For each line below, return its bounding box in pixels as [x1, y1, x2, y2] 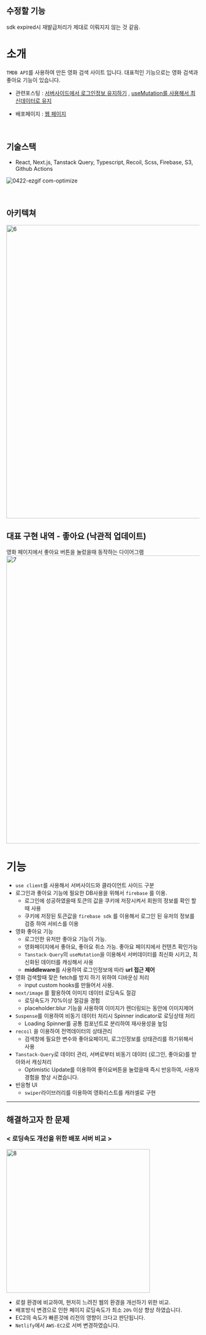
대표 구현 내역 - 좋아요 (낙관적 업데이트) [6, 531, 147, 541]
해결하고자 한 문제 [6, 1114, 70, 1125]
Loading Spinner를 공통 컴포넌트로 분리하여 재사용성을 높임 [24, 1020, 167, 1027]
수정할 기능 [6, 6, 46, 17]
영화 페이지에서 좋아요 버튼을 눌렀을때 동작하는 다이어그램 [6, 549, 144, 556]
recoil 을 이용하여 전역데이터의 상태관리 [15, 1028, 112, 1035]
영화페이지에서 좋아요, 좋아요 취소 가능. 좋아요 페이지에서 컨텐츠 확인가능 [24, 943, 198, 950]
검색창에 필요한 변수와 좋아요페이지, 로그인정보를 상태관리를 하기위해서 [24, 1035, 194, 1043]
